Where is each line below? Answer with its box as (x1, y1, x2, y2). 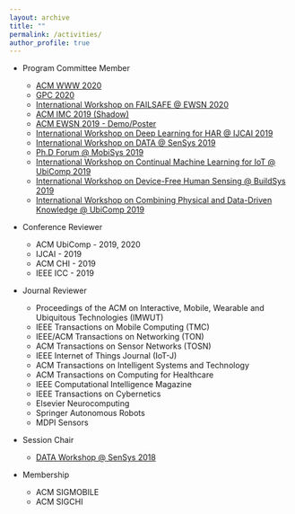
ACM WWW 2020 (35, 80, 102, 91)
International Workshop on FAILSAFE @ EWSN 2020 (35, 100, 229, 111)
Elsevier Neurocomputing (35, 398, 130, 409)
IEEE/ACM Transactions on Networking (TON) (35, 332, 204, 342)
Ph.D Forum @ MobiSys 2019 (35, 147, 144, 158)
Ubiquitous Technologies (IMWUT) (35, 312, 164, 323)
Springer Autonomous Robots (35, 408, 145, 419)
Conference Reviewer (22, 222, 103, 233)
